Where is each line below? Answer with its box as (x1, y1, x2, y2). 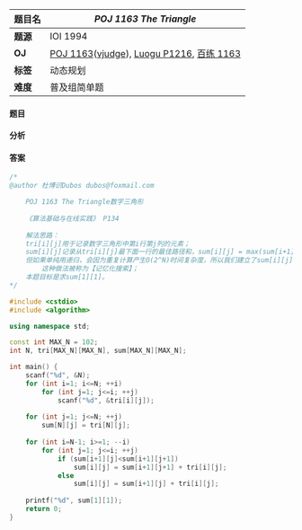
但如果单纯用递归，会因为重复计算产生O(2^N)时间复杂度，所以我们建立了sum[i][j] (25, 256, 294, 265)
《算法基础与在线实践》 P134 (25, 214, 120, 223)
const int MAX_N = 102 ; (9, 338, 99, 347)
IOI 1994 (49, 31, 88, 42)
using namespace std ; (9, 322, 91, 331)
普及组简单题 (49, 81, 105, 93)
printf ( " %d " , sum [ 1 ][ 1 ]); (25, 496, 123, 506)
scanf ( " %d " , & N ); (25, 371, 91, 380)
